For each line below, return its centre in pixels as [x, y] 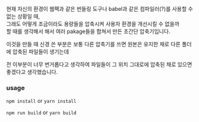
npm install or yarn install [41, 101]
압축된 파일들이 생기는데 [41, 52]
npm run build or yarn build [41, 112]
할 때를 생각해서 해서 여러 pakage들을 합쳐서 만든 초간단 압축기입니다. [88, 31]
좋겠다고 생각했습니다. [32, 72]
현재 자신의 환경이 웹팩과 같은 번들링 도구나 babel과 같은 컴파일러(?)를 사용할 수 [100, 9]
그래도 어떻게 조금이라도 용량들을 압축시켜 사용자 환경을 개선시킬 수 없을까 [93, 24]
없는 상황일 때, [23, 16]
